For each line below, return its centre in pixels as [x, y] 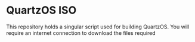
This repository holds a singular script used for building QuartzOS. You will [98, 27]
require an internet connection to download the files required [81, 33]
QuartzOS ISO [41, 10]
